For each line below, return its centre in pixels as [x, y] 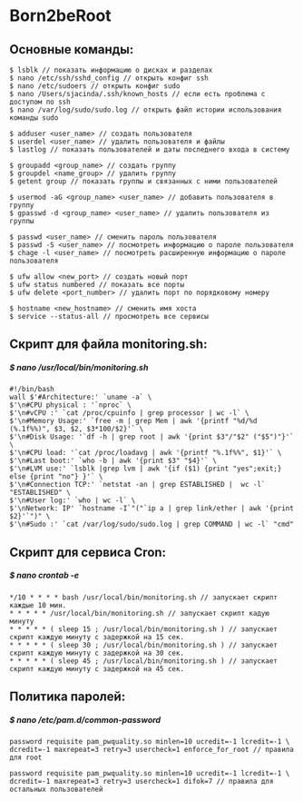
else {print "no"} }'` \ [56, 477]
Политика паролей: [68, 697]
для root [26, 758]
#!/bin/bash [32, 390]
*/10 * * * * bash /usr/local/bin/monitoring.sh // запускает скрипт [144, 597]
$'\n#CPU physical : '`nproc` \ [70, 405]
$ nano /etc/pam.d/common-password [85, 719]
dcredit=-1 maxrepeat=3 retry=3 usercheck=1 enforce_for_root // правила [152, 750]
